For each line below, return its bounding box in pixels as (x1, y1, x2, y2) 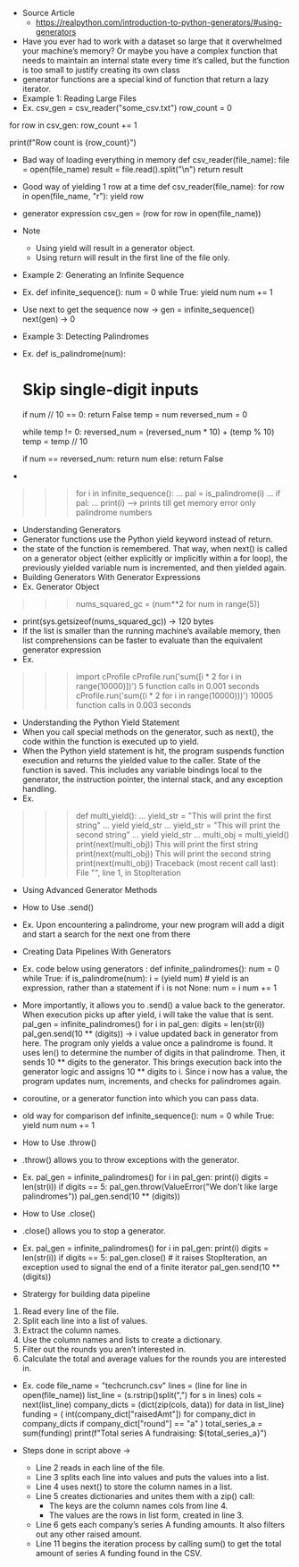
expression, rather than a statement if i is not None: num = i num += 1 (21, 982, 277, 993)
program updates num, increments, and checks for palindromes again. (21, 1075, 281, 1086)
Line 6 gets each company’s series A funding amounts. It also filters (35, 1519, 286, 1529)
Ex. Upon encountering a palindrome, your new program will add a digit (21, 919, 285, 930)
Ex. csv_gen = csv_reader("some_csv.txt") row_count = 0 (21, 103, 232, 113)
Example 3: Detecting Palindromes (21, 331, 149, 341)
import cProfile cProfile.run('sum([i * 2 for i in (75, 670, 243, 682)
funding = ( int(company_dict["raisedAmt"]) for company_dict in (21, 1408, 256, 1420)
